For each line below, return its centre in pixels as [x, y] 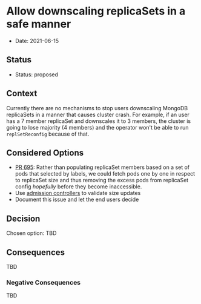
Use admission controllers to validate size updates [78, 193]
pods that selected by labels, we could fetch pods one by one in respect [105, 174]
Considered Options [45, 153]
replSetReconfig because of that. [48, 134]
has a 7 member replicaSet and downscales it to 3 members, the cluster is [99, 121]
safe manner [39, 24]
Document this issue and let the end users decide [77, 200]
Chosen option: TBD [31, 233]
